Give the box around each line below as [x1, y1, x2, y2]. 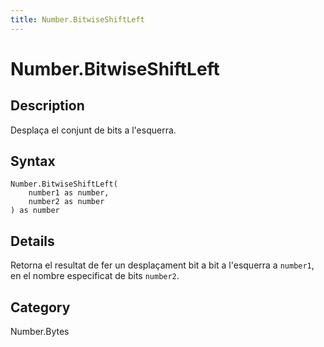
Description [10, 97, 85, 115]
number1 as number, [28, 188, 110, 198]
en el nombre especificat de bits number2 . [10, 270, 180, 282]
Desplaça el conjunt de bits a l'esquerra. [10, 124, 177, 136]
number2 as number [28, 197, 105, 207]
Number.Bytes [10, 326, 70, 338]
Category [10, 299, 71, 316]
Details [10, 232, 55, 250]
